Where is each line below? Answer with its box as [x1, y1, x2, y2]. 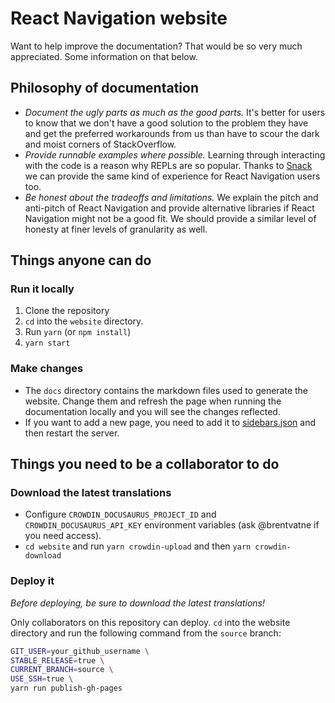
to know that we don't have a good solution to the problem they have [24, 117, 309, 129]
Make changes [10, 362, 84, 376]
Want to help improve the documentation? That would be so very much [10, 40, 303, 52]
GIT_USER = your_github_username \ [10, 646, 150, 656]
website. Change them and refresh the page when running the [24, 395, 282, 407]
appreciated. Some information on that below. [10, 50, 198, 62]
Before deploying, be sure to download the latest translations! [10, 597, 265, 609]
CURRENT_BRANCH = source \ [10, 665, 114, 675]
